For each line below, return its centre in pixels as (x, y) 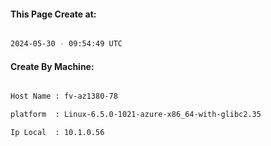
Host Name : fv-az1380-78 (64, 96)
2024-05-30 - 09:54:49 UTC (66, 44)
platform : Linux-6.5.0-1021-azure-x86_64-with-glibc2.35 (136, 115)
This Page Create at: (53, 14)
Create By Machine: (52, 66)
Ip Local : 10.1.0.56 (57, 133)
